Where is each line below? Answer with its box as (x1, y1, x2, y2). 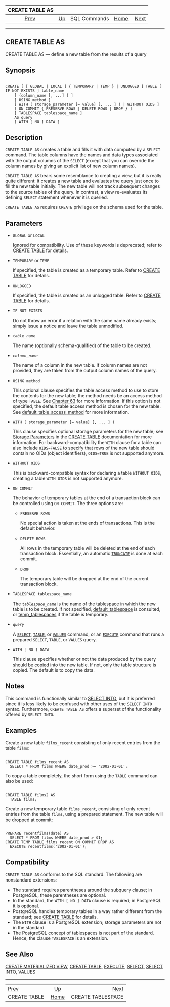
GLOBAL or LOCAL (12, 232, 45, 238)
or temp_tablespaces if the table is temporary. (12, 612, 109, 618)
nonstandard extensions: (5, 876, 57, 883)
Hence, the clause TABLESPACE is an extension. (12, 935, 109, 941)
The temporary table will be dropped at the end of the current (20, 576, 149, 582)
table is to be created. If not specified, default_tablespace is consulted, (12, 606, 161, 612)
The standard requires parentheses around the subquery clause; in (12, 887, 153, 893)
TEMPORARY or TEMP (12, 258, 50, 264)
